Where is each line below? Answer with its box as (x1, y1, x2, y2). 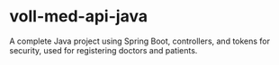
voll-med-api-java (9, 6, 148, 27)
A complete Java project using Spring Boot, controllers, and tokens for (9, 36, 271, 46)
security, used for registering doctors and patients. (9, 45, 198, 55)
